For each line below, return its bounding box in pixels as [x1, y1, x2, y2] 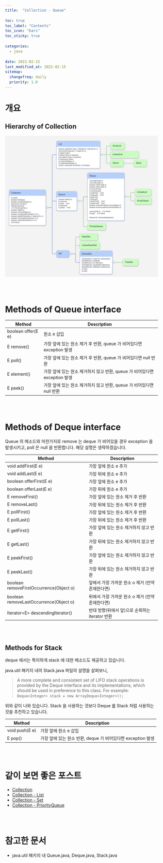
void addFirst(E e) [7, 463, 43, 469]
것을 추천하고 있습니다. [5, 709, 48, 715]
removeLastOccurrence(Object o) [7, 599, 75, 605]
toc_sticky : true [5, 34, 40, 38]
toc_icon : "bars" [5, 28, 40, 34]
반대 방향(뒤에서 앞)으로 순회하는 [89, 607, 150, 613]
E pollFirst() [7, 509, 31, 515]
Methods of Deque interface [5, 422, 121, 433]
